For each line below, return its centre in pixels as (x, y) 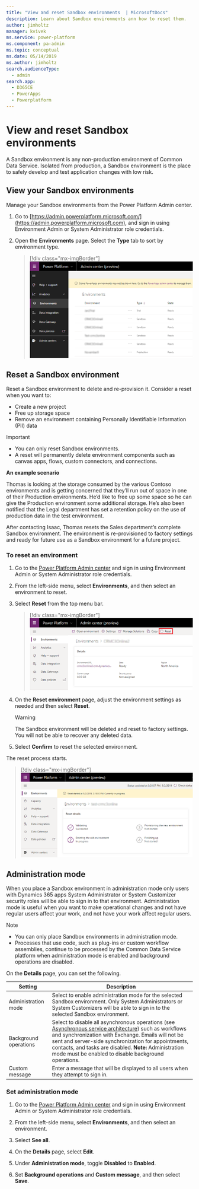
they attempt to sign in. (80, 1074)
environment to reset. (41, 592)
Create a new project (40, 406)
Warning (25, 717)
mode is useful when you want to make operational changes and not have (96, 907)
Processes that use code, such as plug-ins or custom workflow (92, 943)
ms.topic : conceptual (33, 50)
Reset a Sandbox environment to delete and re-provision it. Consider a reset (99, 389)
